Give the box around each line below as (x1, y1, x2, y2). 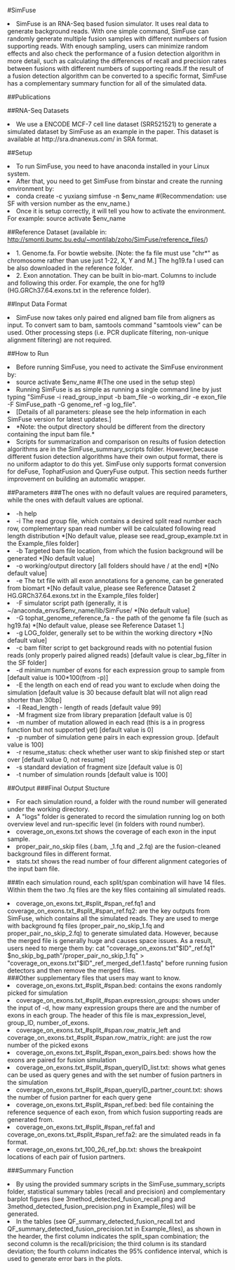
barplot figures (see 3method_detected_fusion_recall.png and (7, 1195, 186, 1203)
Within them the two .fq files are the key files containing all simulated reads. (7, 885, 226, 894)
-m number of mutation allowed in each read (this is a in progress (16, 718, 206, 726)
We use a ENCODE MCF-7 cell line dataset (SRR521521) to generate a (16, 120, 217, 128)
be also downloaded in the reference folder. (7, 264, 134, 272)
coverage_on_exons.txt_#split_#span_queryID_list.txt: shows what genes (16, 1063, 226, 1071)
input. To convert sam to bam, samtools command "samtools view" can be (7, 321, 222, 329)
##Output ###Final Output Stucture (7, 784, 110, 792)
